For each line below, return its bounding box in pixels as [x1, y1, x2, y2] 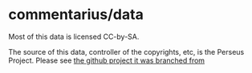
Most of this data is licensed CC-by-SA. [8, 32, 140, 41]
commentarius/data [8, 6, 144, 24]
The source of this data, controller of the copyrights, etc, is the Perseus [8, 47, 245, 56]
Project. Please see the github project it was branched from [8, 56, 205, 65]
